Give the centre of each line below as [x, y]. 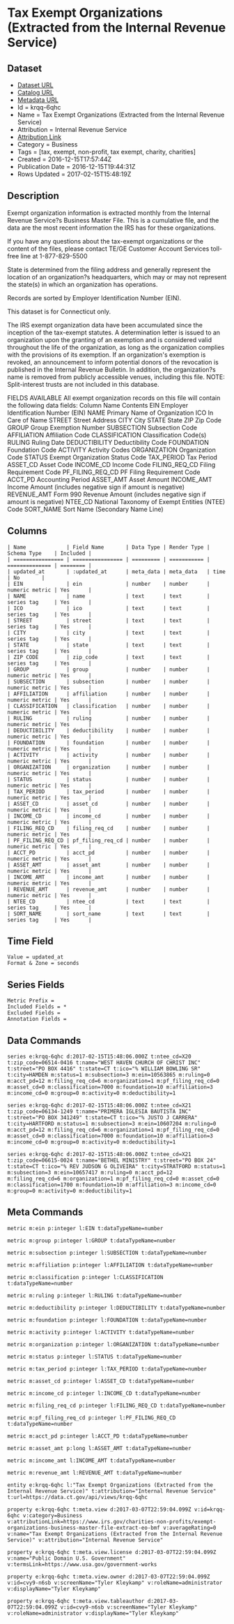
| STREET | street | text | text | [109, 620]
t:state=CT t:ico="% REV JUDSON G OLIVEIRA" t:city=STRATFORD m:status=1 [117, 1167]
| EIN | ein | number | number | [109, 584]
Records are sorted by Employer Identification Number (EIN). [94, 297]
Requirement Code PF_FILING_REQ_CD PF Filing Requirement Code [104, 472]
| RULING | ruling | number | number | [109, 718]
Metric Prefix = [31, 1001]
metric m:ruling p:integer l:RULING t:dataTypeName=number [95, 1295]
